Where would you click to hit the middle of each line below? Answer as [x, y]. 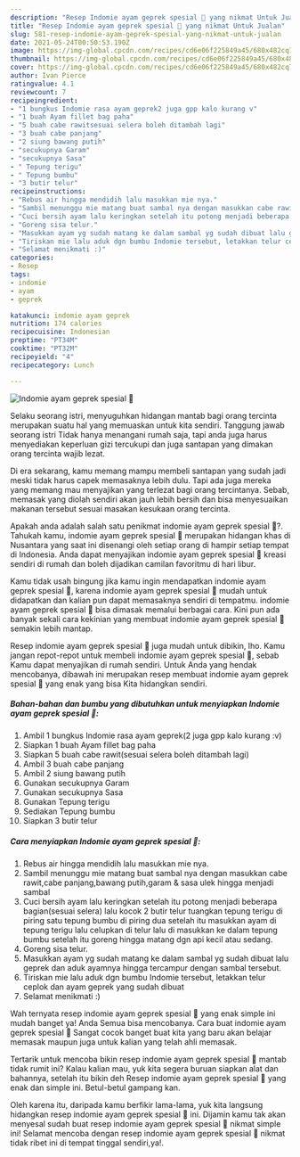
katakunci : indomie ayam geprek [70, 316]
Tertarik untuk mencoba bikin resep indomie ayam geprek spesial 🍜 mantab [149, 1059]
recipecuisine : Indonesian [60, 332]
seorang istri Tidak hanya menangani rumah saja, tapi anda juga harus [139, 434]
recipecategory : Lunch [52, 365]
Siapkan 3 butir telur [60, 821]
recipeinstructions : [49, 192]
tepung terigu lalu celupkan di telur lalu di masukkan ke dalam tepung [150, 930]
